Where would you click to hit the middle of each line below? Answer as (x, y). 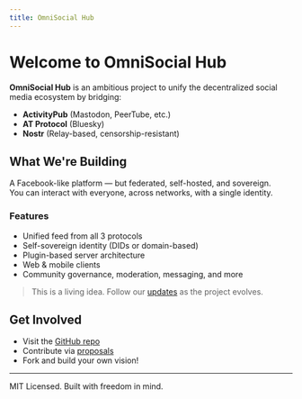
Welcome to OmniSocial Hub (118, 62)
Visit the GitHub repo (61, 341)
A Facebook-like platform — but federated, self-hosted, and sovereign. (140, 183)
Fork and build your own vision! (80, 360)
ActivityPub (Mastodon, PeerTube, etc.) (97, 114)
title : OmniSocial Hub (52, 18)
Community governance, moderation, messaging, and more (133, 274)
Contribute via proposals (68, 351)
